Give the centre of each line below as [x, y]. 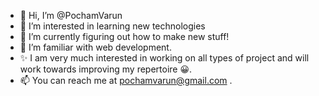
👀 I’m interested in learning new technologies [112, 26]
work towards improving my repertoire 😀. [106, 69]
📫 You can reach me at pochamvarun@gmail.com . [126, 80]
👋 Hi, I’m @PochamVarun [71, 15]
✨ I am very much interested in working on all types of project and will [164, 58]
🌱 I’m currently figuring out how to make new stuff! [124, 36]
